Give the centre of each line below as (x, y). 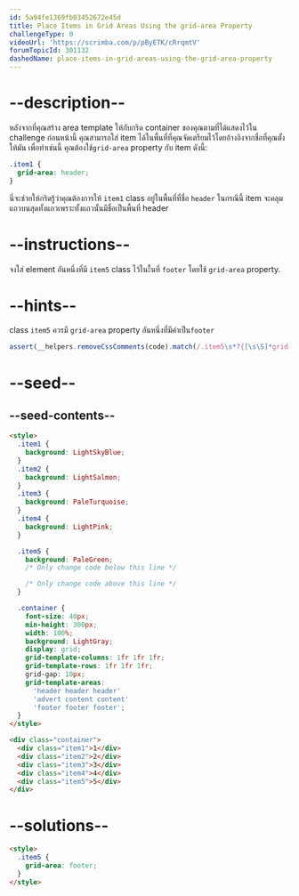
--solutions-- (59, 825)
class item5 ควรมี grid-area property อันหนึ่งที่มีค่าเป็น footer (112, 330)
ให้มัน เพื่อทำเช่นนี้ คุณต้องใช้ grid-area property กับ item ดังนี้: (109, 147)
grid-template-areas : (65, 682)
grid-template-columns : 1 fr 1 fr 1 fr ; (95, 658)
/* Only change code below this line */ (101, 568)
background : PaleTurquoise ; (77, 502)
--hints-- (43, 306)
